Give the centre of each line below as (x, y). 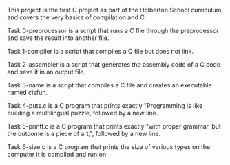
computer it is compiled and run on (57, 154)
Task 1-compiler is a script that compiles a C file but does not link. (101, 51)
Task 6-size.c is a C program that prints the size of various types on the (109, 147)
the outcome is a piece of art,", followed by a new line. (84, 134)
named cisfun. (28, 92)
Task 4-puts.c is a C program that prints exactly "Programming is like (105, 106)
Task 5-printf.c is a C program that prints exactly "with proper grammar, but (114, 126)
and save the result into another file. (58, 38)
